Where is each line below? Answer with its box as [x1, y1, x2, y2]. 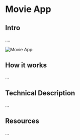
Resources [5, 117, 39, 125]
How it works [5, 61, 47, 70]
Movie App [5, 4, 51, 15]
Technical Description [5, 89, 75, 97]
